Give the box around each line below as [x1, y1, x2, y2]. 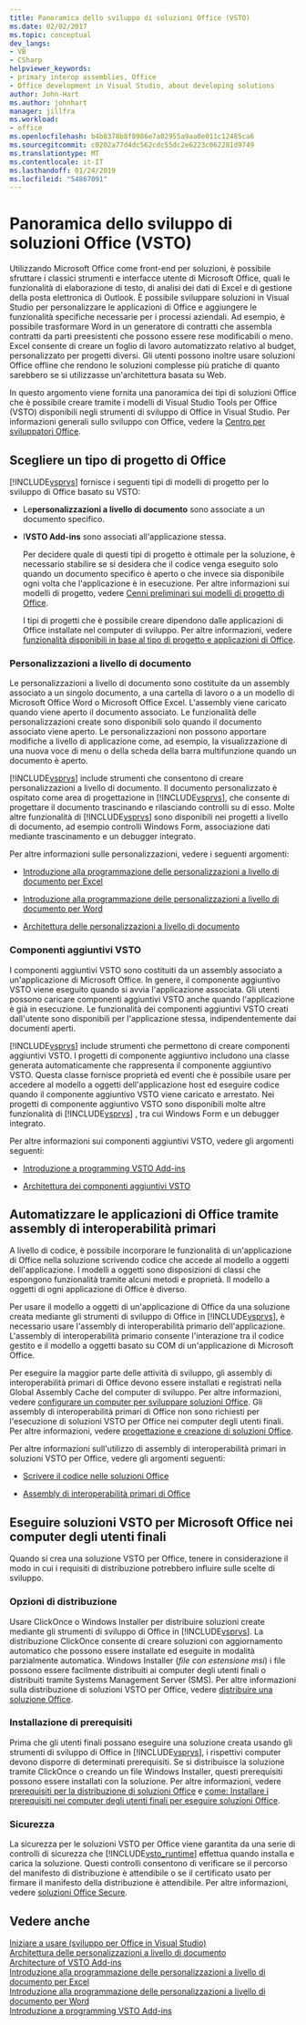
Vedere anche [9, 1913, 91, 1928]
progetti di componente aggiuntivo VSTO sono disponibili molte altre [9, 1098, 266, 1109]
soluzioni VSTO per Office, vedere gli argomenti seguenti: [9, 1453, 226, 1464]
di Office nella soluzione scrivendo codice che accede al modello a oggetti [9, 1255, 290, 1266]
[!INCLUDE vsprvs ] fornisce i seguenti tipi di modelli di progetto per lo [9, 477, 270, 488]
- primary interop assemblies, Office [9, 73, 157, 82]
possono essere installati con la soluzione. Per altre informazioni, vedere [9, 1775, 281, 1786]
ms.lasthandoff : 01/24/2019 [9, 166, 117, 175]
